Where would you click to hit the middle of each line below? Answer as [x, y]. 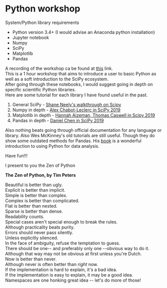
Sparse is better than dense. [34, 211]
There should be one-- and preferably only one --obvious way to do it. [77, 248]
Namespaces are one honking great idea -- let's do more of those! [73, 280]
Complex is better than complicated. [42, 201]
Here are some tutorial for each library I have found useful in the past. [77, 95]
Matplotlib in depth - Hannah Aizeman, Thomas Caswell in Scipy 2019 [83, 115]
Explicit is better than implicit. [35, 190]
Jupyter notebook [31, 37]
